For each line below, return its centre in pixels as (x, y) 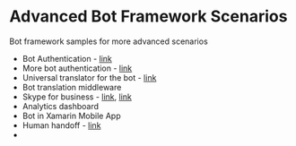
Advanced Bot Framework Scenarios (148, 17)
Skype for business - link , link (77, 97)
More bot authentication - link (77, 68)
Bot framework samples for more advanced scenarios (109, 41)
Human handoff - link (61, 125)
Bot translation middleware (72, 87)
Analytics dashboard (61, 106)
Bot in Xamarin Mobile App (71, 116)
